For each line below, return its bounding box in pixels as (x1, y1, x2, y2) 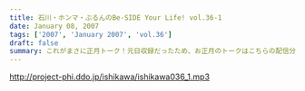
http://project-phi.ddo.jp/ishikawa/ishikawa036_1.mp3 (9, 71, 211, 82)
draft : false (9, 38, 59, 48)
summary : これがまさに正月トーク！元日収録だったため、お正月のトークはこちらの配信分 (9, 47, 297, 56)
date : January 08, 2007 (9, 22, 100, 31)
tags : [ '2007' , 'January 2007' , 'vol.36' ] (9, 30, 172, 39)
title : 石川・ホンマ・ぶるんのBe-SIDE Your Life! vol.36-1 (9, 13, 222, 23)
